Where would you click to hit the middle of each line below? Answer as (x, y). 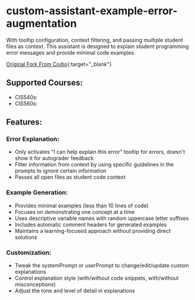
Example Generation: (37, 192)
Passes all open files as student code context (70, 177)
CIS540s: (26, 97)
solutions (26, 237)
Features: (24, 122)
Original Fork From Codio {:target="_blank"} (59, 64)
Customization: (29, 252)
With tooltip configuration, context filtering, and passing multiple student (95, 40)
